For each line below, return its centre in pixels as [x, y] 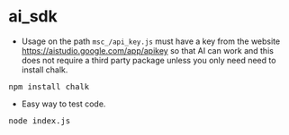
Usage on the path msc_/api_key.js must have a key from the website [151, 41]
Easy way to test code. [63, 104]
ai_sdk [33, 17]
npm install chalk [49, 86]
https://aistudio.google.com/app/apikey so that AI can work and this [147, 50]
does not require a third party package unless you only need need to [149, 60]
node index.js [40, 121]
